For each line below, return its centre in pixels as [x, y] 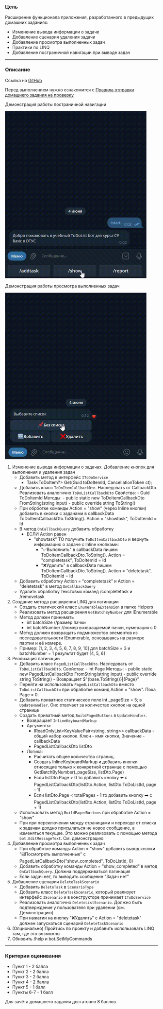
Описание [18, 70]
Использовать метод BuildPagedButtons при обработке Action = [85, 812]
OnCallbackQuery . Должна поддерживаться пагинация [75, 871]
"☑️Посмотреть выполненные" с [53, 854]
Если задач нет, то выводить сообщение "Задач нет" [74, 876]
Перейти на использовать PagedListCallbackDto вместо [77, 684]
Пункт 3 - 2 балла [30, 976]
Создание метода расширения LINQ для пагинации [65, 601]
